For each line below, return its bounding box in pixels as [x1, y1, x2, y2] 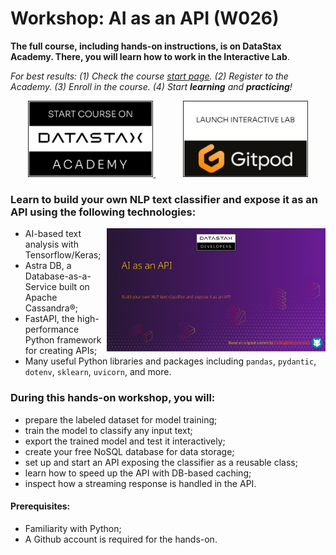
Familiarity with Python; [24, 522, 122, 534]
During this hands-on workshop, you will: [10, 391, 216, 405]
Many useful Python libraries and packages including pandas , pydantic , [24, 355, 317, 367]
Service [24, 281, 57, 293]
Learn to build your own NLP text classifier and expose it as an [10, 193, 318, 207]
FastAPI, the [24, 313, 75, 325]
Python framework [24, 334, 102, 346]
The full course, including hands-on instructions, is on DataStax [10, 40, 282, 52]
